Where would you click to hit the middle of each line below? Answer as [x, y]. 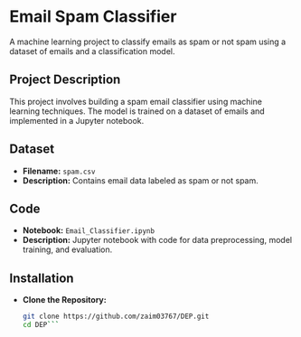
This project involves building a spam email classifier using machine [136, 101]
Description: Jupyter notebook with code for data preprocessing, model [157, 240]
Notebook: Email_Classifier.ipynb [89, 230]
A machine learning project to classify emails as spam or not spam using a [148, 42]
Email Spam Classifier [93, 17]
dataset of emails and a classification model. [92, 51]
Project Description [65, 80]
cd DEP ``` [41, 325]
